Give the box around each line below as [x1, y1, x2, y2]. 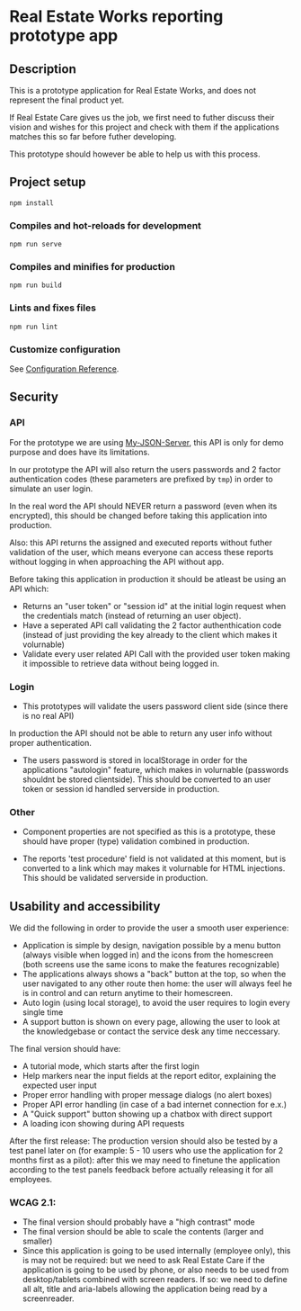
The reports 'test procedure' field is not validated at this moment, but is [22, 853, 287, 865]
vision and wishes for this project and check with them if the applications [9, 121, 280, 132]
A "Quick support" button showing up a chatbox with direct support [22, 1109, 272, 1119]
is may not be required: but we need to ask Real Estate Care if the [22, 1255, 265, 1266]
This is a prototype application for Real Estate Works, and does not [9, 85, 257, 95]
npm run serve [9, 240, 63, 249]
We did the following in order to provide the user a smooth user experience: [9, 922, 289, 933]
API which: [9, 583, 49, 594]
